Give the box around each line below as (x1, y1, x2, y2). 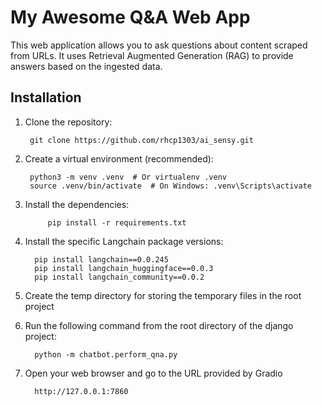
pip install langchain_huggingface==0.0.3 (34, 263, 214, 273)
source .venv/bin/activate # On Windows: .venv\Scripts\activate (29, 181, 312, 191)
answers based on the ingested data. (10, 60, 163, 72)
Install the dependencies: (24, 198, 130, 210)
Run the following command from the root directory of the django (24, 319, 294, 331)
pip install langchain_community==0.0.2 (34, 272, 205, 282)
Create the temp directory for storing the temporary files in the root (24, 289, 302, 301)
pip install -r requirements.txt (47, 217, 187, 228)
